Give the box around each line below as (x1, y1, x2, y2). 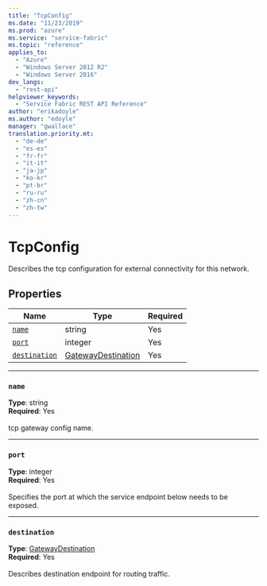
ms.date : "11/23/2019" (8, 19, 83, 27)
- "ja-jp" (15, 167, 48, 175)
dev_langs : (8, 78, 44, 86)
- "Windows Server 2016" (15, 71, 98, 79)
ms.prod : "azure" (8, 26, 66, 34)
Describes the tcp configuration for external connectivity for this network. (8, 264, 250, 274)
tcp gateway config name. (8, 423, 94, 433)
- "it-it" (15, 160, 48, 168)
